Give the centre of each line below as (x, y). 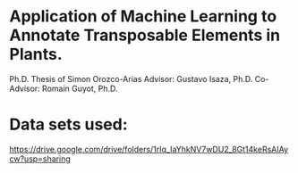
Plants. (36, 54)
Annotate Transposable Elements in (145, 35)
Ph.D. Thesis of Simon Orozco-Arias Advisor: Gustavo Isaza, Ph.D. (131, 78)
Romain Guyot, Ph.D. (80, 88)
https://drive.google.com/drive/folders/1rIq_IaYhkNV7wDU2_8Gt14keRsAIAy (149, 149)
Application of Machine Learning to (143, 16)
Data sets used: (68, 124)
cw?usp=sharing (40, 159)
